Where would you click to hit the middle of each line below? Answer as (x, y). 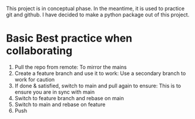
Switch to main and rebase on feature (60, 104)
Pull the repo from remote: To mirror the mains (71, 67)
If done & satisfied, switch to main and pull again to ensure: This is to (98, 86)
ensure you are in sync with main (55, 92)
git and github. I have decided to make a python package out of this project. (98, 15)
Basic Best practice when (69, 38)
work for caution (34, 79)
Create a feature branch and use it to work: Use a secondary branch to (100, 73)
